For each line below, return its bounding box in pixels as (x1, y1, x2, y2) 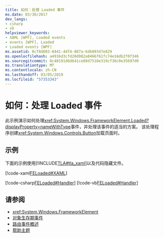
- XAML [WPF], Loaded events (5, 35, 66, 40)
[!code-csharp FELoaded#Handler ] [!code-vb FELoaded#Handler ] (5, 180, 138, 186)
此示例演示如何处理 (5, 117, 45, 123)
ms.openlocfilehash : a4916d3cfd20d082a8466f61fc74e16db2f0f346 (5, 53, 139, 59)
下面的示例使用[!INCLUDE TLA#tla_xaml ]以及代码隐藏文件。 (5, 160, 126, 166)
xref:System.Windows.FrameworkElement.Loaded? (44, 117, 149, 123)
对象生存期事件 (12, 215, 43, 221)
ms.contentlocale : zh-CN (5, 68, 57, 73)
